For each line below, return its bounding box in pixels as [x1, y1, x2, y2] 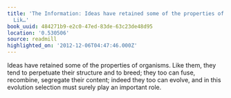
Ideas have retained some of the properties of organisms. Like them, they [7, 61, 216, 69]
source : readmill [7, 36, 57, 43]
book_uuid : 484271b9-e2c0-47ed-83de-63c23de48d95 [7, 23, 154, 30]
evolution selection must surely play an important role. [7, 84, 162, 91]
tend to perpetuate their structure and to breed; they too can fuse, [7, 68, 196, 77]
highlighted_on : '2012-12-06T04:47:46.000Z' [7, 42, 138, 49]
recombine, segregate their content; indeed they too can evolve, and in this [7, 76, 221, 84]
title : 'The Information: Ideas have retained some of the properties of [7, 10, 225, 17]
